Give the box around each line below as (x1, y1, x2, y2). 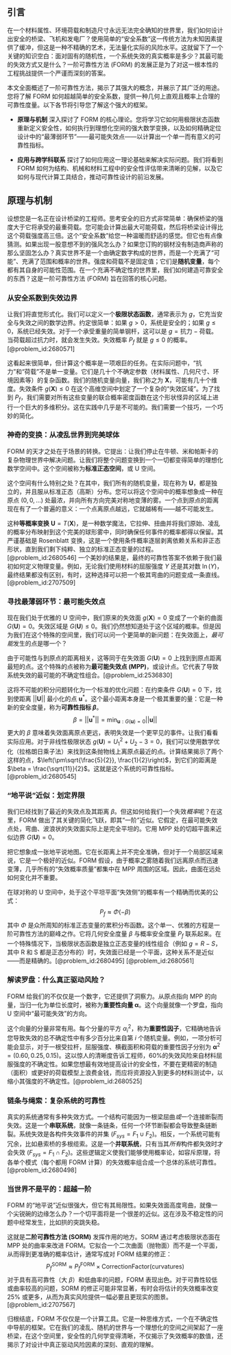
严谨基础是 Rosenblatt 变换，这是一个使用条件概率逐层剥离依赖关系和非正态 (7, 536, 221, 544)
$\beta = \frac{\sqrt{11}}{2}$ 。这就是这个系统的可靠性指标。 (7, 764, 178, 773)
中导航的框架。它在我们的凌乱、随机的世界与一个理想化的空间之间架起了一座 (7, 1323, 223, 1331)
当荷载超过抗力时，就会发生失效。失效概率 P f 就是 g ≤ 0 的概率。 (7, 335, 192, 345)
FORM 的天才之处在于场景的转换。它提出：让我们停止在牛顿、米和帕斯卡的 (7, 447, 219, 455)
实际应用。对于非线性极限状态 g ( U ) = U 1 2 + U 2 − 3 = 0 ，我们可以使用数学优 (7, 736, 221, 747)
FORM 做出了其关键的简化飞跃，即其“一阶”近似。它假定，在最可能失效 (19, 816, 218, 824)
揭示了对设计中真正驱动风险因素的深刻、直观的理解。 (7, 1340, 158, 1348)
